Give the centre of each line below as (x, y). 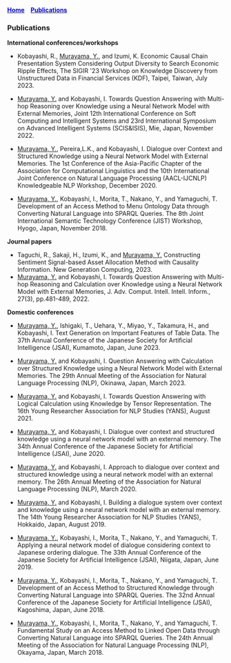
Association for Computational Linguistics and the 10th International (113, 171)
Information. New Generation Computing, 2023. (85, 270)
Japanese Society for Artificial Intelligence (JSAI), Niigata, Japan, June (118, 560)
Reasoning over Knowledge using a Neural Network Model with (120, 106)
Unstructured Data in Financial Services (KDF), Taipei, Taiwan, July (112, 78)
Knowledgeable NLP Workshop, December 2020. (87, 186)
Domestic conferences (41, 313)
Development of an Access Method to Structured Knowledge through (115, 588)
